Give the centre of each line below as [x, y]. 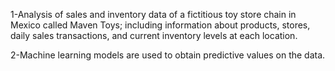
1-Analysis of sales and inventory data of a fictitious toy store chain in [153, 14]
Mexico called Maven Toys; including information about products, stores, [160, 25]
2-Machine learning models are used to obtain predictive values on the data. [168, 55]
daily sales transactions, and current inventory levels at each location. [154, 35]
